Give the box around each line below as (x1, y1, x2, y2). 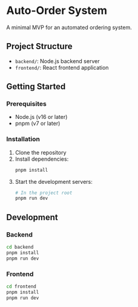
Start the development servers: (15, 178, 93, 185)
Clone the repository (15, 149, 67, 156)
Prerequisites (6, 100, 47, 108)
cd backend (6, 244, 34, 251)
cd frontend (6, 283, 36, 289)
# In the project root (15, 189, 73, 196)
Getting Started (6, 81, 66, 92)
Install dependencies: (15, 155, 69, 163)
